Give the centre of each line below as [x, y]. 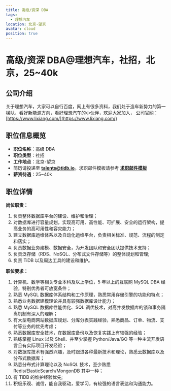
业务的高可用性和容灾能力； [46, 229]
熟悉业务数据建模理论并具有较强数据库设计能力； [64, 301]
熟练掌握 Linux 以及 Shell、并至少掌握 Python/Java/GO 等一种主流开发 [87, 339]
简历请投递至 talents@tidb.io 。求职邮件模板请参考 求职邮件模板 [80, 168]
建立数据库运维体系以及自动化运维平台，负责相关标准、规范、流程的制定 [89, 235]
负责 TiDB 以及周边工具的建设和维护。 [53, 260]
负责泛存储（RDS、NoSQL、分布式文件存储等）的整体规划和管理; [81, 254]
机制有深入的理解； [38, 313]
